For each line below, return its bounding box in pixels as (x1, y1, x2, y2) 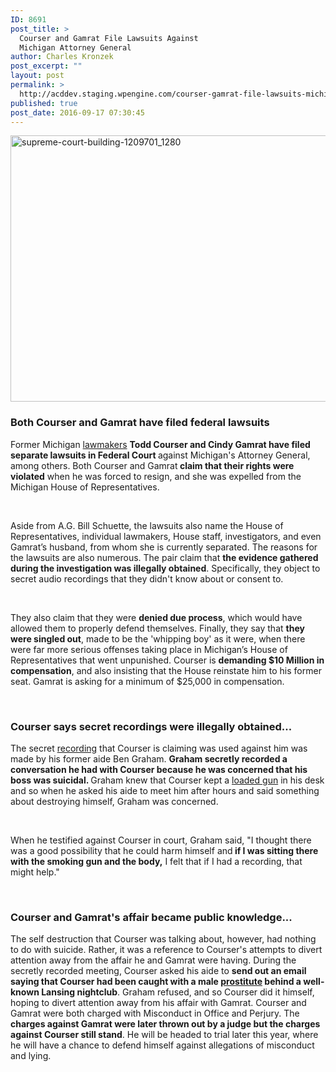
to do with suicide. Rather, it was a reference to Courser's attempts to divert (10, 944, 323, 956)
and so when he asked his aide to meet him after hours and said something (10, 784, 320, 796)
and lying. (10, 1050, 52, 1062)
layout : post (10, 71, 65, 81)
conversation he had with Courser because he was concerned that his (10, 763, 308, 775)
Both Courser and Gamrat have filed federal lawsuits (10, 416, 270, 430)
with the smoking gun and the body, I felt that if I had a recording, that (10, 855, 303, 867)
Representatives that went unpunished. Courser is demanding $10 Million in (10, 654, 325, 666)
